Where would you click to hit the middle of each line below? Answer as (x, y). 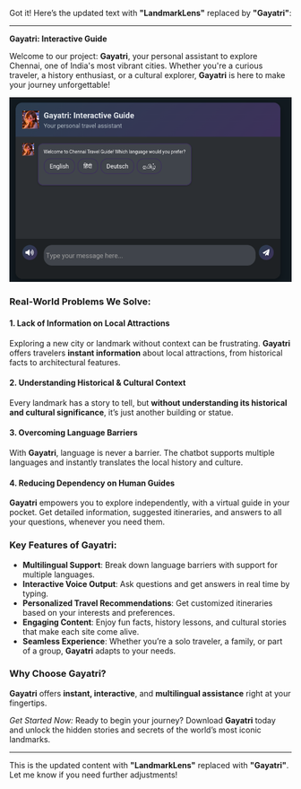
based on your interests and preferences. (99, 612)
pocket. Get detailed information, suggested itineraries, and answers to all (146, 513)
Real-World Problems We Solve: (80, 302)
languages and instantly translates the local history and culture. (126, 462)
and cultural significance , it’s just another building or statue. (121, 412)
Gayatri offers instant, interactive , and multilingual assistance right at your (150, 693)
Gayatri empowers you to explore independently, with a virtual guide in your (150, 503)
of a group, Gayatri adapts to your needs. (99, 651)
